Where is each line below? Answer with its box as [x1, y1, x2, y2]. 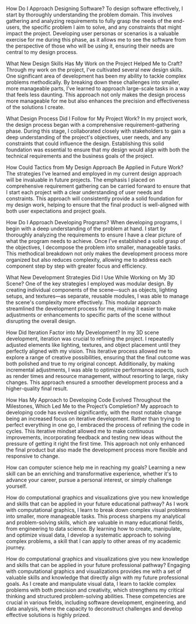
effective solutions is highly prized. [6, 612, 90, 618]
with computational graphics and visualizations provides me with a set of [6, 568, 182, 575]
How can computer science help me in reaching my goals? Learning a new [6, 464, 186, 471]
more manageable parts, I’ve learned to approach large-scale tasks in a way [6, 85, 190, 92]
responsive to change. [6, 453, 60, 460]
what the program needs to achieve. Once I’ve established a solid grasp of [6, 238, 185, 244]
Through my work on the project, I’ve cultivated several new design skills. [6, 66, 184, 73]
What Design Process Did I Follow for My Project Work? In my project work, [6, 115, 188, 122]
